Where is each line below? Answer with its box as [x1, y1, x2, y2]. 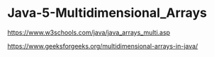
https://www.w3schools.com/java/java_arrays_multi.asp [7, 28, 171, 37]
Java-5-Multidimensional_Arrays [7, 5, 208, 21]
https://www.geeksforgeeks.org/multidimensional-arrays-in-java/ [7, 42, 198, 50]
